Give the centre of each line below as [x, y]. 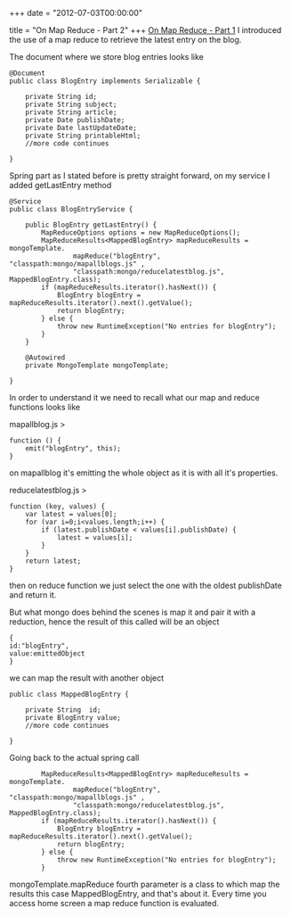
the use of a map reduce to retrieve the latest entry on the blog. [125, 40]
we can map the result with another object [87, 678]
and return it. [33, 595]
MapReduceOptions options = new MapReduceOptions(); [141, 233]
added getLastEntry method [61, 185]
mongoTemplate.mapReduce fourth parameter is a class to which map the [145, 884]
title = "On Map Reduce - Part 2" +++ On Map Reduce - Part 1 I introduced [145, 30]
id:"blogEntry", [39, 646]
